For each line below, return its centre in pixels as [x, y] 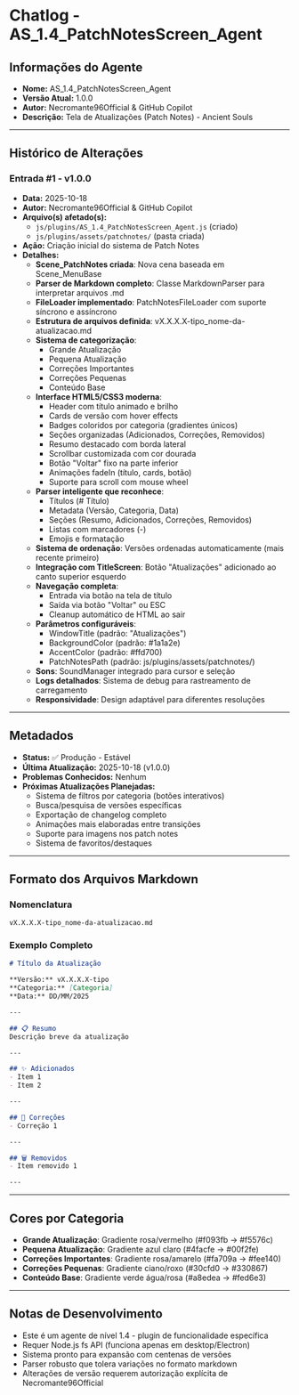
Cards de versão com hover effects [113, 416]
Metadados [41, 736]
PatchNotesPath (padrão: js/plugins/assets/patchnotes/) [152, 661]
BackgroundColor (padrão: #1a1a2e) [114, 643]
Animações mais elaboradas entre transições [118, 823]
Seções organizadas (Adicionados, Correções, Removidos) [157, 434]
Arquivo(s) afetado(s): [64, 217]
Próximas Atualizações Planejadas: [89, 786]
